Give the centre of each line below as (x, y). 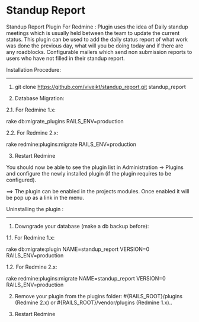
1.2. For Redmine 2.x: (32, 267)
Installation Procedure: (33, 69)
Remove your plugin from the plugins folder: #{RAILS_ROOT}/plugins (98, 296)
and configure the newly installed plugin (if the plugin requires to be (89, 173)
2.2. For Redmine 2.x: (32, 133)
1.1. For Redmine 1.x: (31, 237)
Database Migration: (39, 98)
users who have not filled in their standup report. (66, 58)
